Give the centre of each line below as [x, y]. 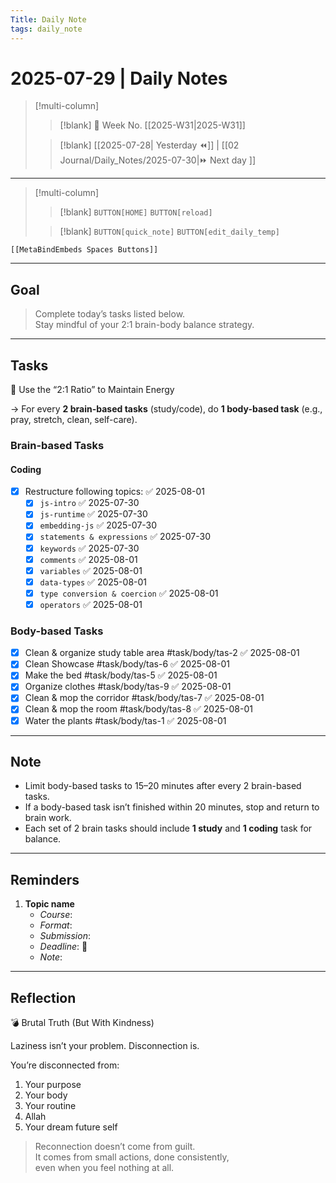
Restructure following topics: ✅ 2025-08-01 [115, 492]
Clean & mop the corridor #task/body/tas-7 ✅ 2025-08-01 [144, 698]
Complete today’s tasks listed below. [110, 314]
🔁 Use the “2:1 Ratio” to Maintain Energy [92, 390]
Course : [56, 915]
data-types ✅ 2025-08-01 [93, 582]
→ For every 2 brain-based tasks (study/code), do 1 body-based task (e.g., [166, 409]
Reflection [43, 997]
